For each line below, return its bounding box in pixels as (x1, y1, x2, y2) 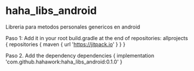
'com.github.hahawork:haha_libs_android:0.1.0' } (5, 58, 123, 65)
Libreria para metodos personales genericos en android (5, 23, 141, 30)
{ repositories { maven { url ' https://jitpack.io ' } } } (5, 41, 126, 48)
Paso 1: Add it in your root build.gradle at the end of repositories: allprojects (5, 34, 189, 41)
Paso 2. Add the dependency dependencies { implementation (5, 52, 155, 59)
